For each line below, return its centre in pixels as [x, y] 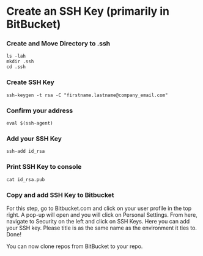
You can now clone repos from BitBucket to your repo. [75, 246]
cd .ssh [16, 67]
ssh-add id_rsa [26, 152]
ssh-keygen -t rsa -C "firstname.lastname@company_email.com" [87, 95]
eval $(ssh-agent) [30, 123]
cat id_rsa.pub [26, 179]
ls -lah [16, 56]
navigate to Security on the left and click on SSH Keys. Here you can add [98, 221]
